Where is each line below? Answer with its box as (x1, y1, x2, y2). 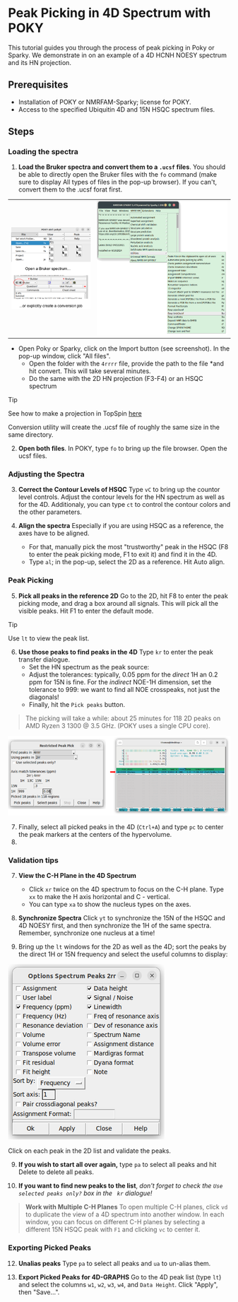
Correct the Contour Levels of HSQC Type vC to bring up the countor (18, 486, 220, 494)
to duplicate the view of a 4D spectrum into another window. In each (25, 1210, 225, 1219)
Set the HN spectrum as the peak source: (28, 662, 150, 671)
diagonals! (28, 693, 59, 701)
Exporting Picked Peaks (8, 1243, 91, 1253)
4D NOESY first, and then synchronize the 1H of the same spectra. (18, 921, 212, 930)
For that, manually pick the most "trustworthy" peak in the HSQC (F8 (28, 543, 229, 551)
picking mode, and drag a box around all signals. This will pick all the (18, 599, 218, 607)
